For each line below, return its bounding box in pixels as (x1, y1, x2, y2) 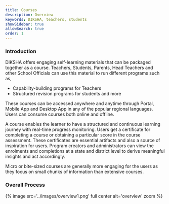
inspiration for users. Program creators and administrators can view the (5, 143, 154, 149)
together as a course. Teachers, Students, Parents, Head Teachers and (5, 64, 153, 71)
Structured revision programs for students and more (12, 91, 121, 97)
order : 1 (5, 31, 24, 36)
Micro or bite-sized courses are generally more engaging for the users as (5, 163, 158, 169)
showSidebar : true (5, 21, 44, 27)
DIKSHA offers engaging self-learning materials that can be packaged (5, 59, 151, 65)
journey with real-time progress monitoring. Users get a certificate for (5, 126, 151, 132)
